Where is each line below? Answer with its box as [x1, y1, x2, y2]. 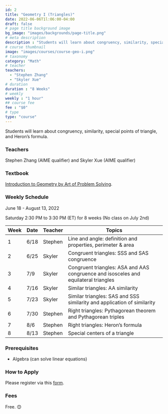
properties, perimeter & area [67, 241, 134, 248]
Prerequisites [5, 344, 38, 351]
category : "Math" [5, 59, 41, 64]
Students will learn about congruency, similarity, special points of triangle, [5, 128, 157, 134]
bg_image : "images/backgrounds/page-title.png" [5, 31, 106, 36]
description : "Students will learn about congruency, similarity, [5, 40, 149, 45]
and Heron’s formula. [5, 133, 48, 139]
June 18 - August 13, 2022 [5, 205, 59, 211]
